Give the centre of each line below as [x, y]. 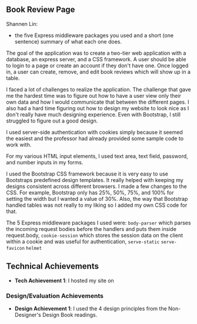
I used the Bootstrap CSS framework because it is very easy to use [87, 174]
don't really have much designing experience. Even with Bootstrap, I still [94, 114]
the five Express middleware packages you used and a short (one [94, 35]
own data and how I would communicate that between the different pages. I [98, 102]
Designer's [28, 315]
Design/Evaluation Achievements [55, 296]
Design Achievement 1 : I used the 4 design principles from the [91, 308]
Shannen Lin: [22, 24]
